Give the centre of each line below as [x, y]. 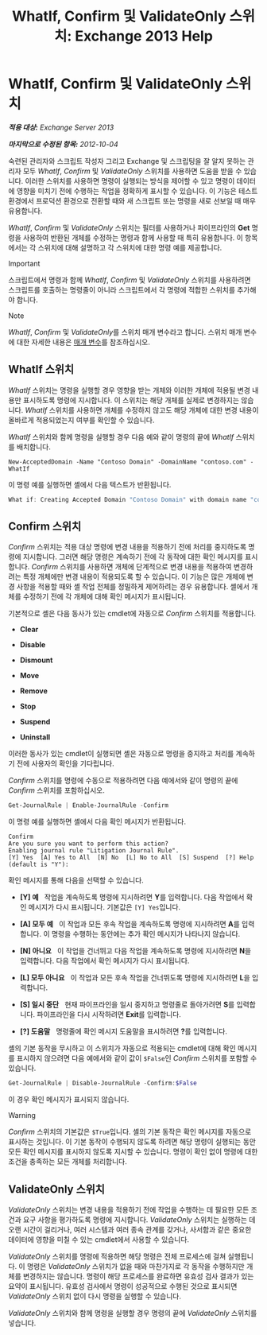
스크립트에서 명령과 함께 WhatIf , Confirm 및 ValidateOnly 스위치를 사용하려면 [130, 280]
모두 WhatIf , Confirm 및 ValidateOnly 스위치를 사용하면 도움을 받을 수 [132, 171]
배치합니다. [34, 447]
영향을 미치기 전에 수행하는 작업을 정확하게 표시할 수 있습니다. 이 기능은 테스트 [137, 191]
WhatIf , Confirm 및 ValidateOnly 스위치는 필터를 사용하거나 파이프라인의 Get [129, 227]
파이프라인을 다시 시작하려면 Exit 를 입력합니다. [109, 1015]
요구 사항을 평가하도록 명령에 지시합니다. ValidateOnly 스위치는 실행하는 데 [139, 1220]
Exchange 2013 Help [144, 36]
